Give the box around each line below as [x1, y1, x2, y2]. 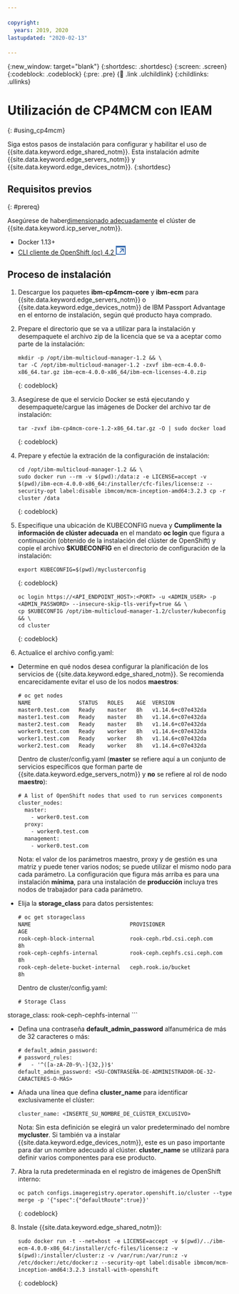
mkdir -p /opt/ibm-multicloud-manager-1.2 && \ [17, 354, 162, 361]
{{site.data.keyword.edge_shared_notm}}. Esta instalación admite [7, 147, 200, 157]
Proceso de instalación [7, 269, 112, 281]
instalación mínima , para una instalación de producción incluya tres [17, 877, 218, 886]
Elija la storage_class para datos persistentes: [17, 899, 154, 907]
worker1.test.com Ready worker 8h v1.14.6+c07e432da [17, 735, 207, 742]
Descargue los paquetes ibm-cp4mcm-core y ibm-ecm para [17, 287, 199, 296]
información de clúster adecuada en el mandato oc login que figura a [17, 528, 225, 537]
